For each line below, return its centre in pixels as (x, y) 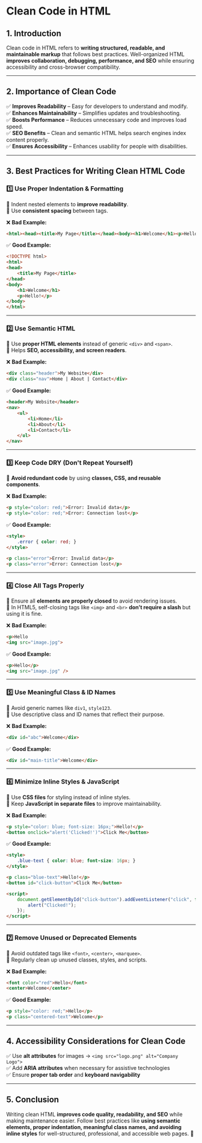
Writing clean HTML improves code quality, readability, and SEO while (94, 1114)
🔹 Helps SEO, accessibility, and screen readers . (66, 350)
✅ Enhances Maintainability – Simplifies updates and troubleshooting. (94, 113)
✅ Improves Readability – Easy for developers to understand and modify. (97, 106)
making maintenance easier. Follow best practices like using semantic (93, 1121)
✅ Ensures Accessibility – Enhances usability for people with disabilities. (97, 146)
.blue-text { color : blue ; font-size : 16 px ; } (76, 861)
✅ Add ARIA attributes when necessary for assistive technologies (88, 1068)
